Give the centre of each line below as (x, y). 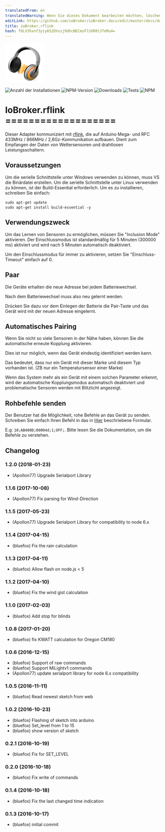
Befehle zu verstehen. (27, 435)
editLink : (15, 21)
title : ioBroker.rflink (29, 26)
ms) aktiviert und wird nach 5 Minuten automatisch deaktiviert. (68, 245)
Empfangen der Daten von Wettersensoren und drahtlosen (64, 145)
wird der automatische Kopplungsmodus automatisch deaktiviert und (75, 383)
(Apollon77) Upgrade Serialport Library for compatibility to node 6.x (81, 522)
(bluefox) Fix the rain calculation (45, 545)
